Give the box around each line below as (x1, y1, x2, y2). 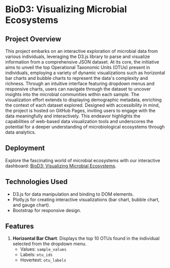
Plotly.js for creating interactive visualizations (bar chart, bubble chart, (12, 196, 160, 202)
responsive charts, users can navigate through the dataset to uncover (5, 86, 151, 92)
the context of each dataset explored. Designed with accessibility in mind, (5, 102, 160, 108)
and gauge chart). (12, 202, 51, 208)
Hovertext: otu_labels (20, 257, 66, 263)
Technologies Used (5, 177, 67, 186)
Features (5, 222, 34, 231)
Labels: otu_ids (20, 252, 53, 258)
